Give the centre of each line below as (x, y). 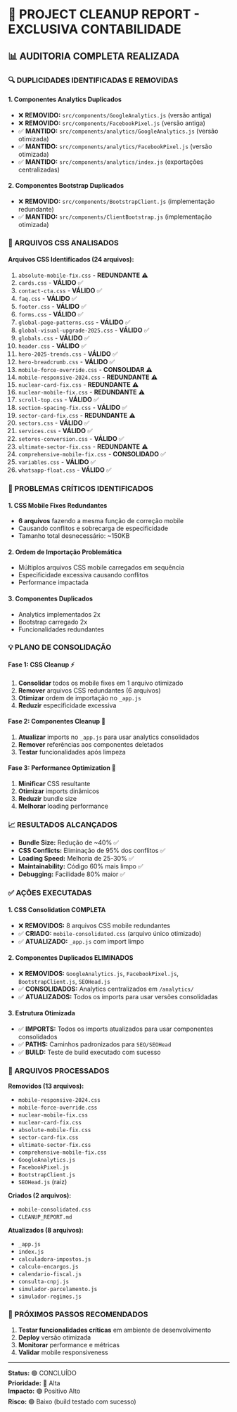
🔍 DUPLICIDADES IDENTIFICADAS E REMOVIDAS (93, 80)
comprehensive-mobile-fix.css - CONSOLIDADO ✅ (92, 454)
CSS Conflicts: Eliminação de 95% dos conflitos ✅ (92, 851)
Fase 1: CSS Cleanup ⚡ (41, 665)
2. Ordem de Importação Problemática (65, 552)
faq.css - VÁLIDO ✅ (47, 299)
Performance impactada (53, 582)
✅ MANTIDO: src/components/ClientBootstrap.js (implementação (115, 217)
